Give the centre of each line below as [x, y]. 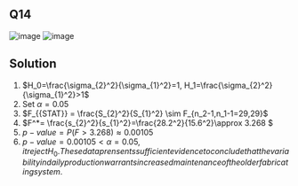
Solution [33, 64]
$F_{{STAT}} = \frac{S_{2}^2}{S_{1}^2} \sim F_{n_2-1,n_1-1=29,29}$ [145, 113]
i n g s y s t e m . [42, 172]
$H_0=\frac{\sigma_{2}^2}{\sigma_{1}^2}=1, [102, 85]
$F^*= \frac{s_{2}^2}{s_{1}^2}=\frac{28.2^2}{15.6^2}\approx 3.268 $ [148, 122]
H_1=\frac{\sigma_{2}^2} [228, 85]
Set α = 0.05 [45, 104]
